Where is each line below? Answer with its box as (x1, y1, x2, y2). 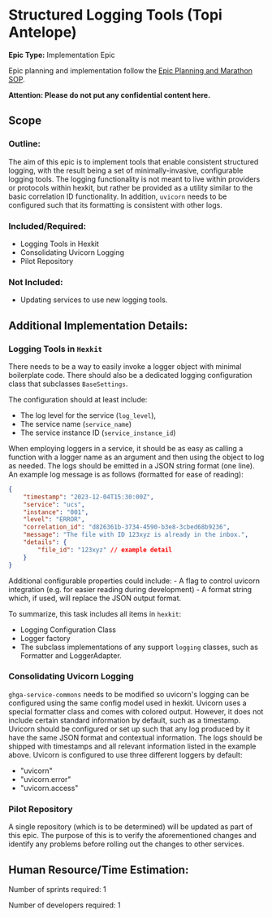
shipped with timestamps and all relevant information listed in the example (8, 741, 257, 751)
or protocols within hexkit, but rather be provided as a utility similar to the (8, 182, 253, 192)
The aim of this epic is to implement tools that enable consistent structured (8, 156, 259, 166)
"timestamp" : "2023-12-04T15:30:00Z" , (23, 493, 154, 501)
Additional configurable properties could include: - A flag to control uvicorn (8, 576, 261, 586)
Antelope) (8, 23, 77, 42)
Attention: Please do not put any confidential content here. (8, 90, 211, 99)
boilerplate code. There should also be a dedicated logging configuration (8, 370, 253, 380)
